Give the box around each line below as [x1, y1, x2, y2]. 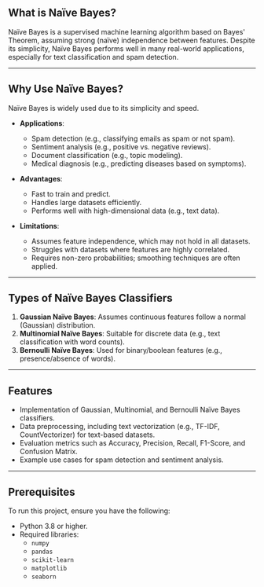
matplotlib [31, 565, 68, 573]
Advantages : [19, 174, 63, 183]
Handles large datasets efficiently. [31, 197, 142, 207]
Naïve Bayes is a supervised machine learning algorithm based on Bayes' [8, 27, 246, 36]
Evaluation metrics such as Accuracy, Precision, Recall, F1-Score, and [19, 438, 246, 448]
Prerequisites [8, 485, 75, 498]
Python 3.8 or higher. [19, 522, 88, 531]
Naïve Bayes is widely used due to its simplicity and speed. [8, 103, 200, 112]
